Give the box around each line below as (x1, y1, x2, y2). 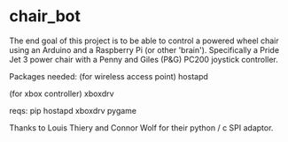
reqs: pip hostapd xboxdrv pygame (9, 105, 137, 116)
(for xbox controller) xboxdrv (9, 88, 114, 99)
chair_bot (9, 6, 82, 26)
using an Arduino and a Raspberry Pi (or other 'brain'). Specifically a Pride (9, 44, 280, 55)
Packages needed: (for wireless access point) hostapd (9, 71, 208, 81)
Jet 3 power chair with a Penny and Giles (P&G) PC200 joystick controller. (9, 54, 279, 64)
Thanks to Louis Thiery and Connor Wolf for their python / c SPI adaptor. (9, 122, 274, 133)
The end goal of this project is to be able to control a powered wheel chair (9, 35, 279, 46)
